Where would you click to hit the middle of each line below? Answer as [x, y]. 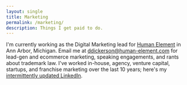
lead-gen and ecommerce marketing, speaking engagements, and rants [93, 57]
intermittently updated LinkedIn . [44, 76]
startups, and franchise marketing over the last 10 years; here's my [86, 69]
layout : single [25, 11]
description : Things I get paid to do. [55, 28]
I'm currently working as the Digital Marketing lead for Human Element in [93, 45]
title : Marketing [27, 17]
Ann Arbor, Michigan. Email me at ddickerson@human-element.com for [92, 51]
